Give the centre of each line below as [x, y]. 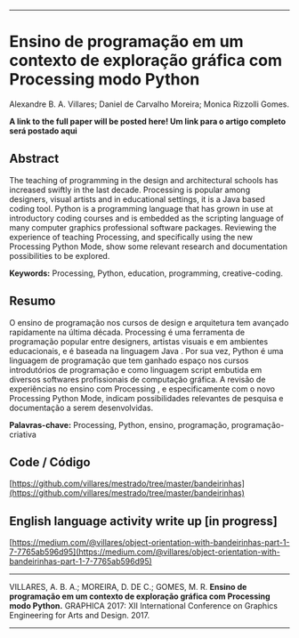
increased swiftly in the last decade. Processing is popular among [130, 190]
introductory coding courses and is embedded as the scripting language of [147, 218]
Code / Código [50, 462]
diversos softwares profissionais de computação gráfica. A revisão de [137, 379]
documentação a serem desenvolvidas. [81, 408]
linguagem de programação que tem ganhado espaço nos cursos [129, 360]
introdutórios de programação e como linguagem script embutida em [136, 369]
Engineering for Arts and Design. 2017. [79, 616]
